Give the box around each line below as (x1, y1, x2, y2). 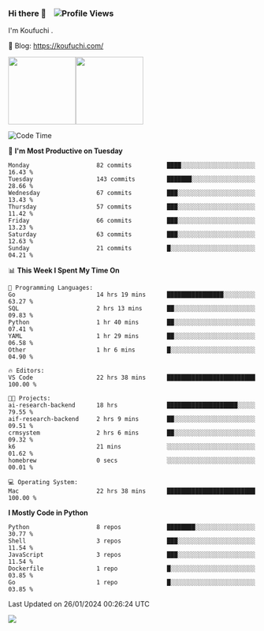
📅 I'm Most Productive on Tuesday (8, 146, 124, 156)
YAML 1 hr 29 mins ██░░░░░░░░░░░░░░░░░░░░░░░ (8, 332, 256, 340)
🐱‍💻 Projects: (8, 395, 51, 403)
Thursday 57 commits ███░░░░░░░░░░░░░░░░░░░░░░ (8, 203, 256, 211)
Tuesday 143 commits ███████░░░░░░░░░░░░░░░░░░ (8, 175, 256, 183)
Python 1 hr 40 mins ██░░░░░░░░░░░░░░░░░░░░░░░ (8, 318, 256, 327)
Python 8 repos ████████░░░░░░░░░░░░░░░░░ (8, 524, 256, 531)
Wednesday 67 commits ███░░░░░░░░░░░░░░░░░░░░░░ (8, 190, 256, 197)
